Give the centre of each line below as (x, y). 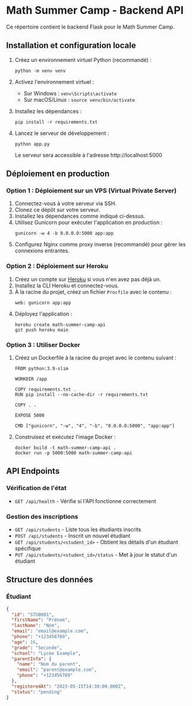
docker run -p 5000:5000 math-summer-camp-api (73, 453)
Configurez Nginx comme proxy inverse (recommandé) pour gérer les (100, 244)
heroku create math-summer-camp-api (60, 325)
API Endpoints (33, 471)
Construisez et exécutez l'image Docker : (65, 437)
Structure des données (50, 580)
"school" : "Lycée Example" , (46, 653)
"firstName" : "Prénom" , (41, 620)
